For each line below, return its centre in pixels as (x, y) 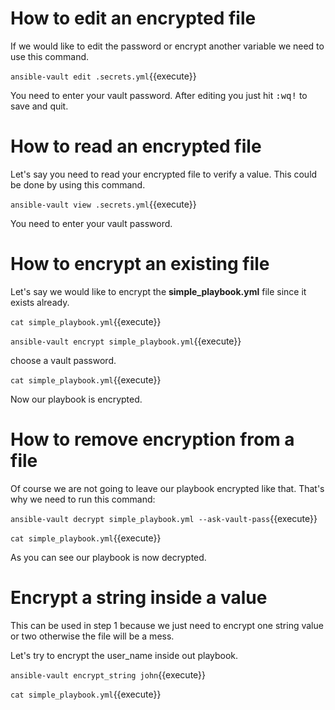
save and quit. (39, 106)
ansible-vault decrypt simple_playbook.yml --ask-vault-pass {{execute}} (164, 518)
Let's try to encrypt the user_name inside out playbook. (124, 655)
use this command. (50, 56)
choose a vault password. (63, 360)
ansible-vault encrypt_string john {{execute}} (108, 674)
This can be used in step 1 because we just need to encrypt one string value (167, 625)
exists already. (40, 302)
